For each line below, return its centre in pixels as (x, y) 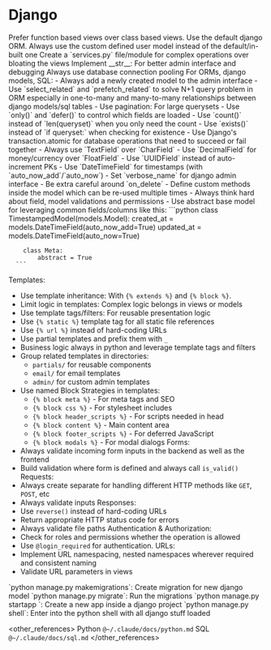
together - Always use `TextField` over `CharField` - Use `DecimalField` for (133, 149)
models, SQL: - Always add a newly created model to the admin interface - (133, 80)
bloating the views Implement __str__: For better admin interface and (123, 63)
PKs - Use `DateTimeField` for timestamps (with (123, 166)
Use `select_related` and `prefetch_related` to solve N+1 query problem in (131, 89)
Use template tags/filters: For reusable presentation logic (115, 312)
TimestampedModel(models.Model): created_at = (91, 218)
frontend (35, 459)
